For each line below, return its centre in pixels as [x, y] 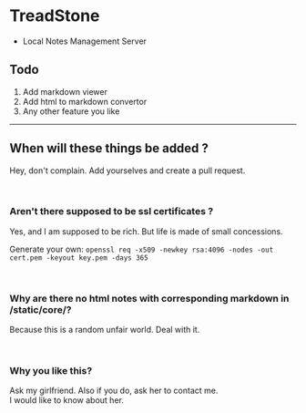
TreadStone [55, 16]
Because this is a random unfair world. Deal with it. [105, 330]
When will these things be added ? [109, 148]
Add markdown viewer [65, 91]
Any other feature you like [71, 111]
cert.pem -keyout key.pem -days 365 [79, 258]
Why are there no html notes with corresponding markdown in [149, 298]
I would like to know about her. [67, 400]
